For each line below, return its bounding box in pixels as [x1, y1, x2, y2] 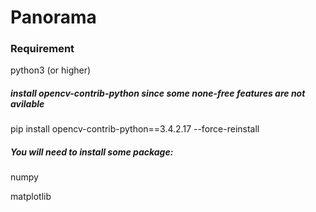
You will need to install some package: [10, 146, 174, 158]
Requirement [10, 42, 75, 56]
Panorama [10, 6, 97, 29]
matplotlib [10, 191, 52, 203]
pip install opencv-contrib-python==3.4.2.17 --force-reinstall [10, 123, 260, 135]
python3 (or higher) [10, 64, 92, 76]
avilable [10, 98, 45, 110]
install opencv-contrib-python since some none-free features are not [10, 87, 306, 100]
